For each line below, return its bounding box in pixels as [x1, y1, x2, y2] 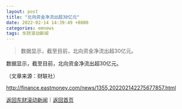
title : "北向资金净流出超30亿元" [6, 14, 80, 20]
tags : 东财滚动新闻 [6, 31, 49, 37]
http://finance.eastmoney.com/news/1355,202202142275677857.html [6, 84, 176, 91]
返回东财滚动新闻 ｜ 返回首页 [6, 97, 74, 104]
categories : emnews [6, 25, 55, 31]
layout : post [6, 8, 39, 15]
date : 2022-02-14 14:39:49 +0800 [6, 19, 89, 25]
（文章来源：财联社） [6, 72, 58, 80]
